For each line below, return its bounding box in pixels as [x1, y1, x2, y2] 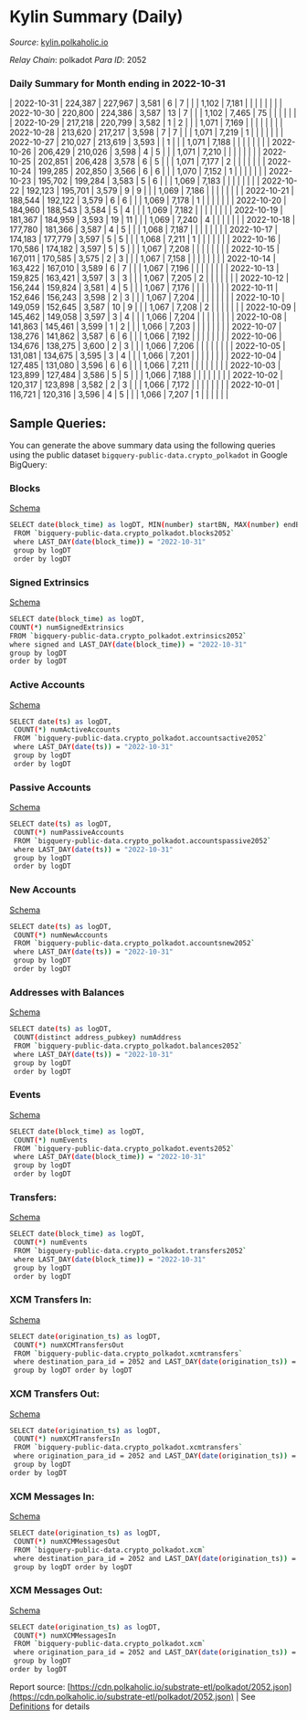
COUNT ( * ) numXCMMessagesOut [13, 1536, 121, 1546]
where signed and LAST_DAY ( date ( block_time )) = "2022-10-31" [9, 639, 248, 649]
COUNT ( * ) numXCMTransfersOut [13, 1340, 125, 1349]
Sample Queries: [9, 416, 107, 431]
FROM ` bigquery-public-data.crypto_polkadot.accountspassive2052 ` [13, 836, 272, 846]
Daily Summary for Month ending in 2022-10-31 [9, 77, 226, 90]
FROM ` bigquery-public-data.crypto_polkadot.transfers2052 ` [13, 1247, 248, 1256]
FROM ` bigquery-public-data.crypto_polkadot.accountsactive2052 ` [13, 733, 268, 744]
